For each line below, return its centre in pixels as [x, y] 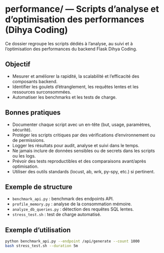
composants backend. [35, 81]
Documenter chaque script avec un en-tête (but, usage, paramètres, [82, 125]
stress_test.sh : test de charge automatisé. [57, 215]
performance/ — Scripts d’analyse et [82, 9]
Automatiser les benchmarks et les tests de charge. [65, 97]
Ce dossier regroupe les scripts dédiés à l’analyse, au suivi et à [69, 43]
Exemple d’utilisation [38, 230]
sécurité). [22, 129]
